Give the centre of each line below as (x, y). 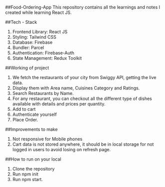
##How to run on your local (33, 159)
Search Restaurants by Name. (43, 93)
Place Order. (25, 120)
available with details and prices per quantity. (59, 104)
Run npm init (25, 174)
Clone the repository (33, 169)
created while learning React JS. (38, 12)
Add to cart (24, 109)
